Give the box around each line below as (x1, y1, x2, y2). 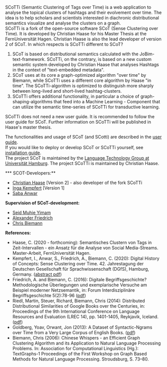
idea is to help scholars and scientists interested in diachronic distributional (5, 15, 159, 20)
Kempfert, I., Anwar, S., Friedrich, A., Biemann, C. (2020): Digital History (12, 255, 160, 261)
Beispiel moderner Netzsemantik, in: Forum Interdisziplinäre (12, 287, 135, 293)
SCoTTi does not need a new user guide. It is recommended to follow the (5, 114, 155, 119)
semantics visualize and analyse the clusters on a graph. (5, 20, 121, 26)
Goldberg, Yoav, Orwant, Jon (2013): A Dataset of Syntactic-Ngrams (12, 324, 153, 330)
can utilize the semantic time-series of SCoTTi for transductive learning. (12, 104, 160, 110)
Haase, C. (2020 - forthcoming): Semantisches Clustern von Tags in (12, 239, 152, 245)
